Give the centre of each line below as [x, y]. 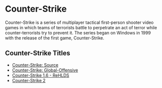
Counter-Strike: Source [35, 65]
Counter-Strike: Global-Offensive [45, 70]
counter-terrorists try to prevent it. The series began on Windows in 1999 [78, 33]
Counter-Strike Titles [38, 53]
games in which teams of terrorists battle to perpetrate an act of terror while [81, 27]
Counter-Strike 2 [29, 80]
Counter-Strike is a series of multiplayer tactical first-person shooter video [79, 22]
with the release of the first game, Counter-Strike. [55, 38]
